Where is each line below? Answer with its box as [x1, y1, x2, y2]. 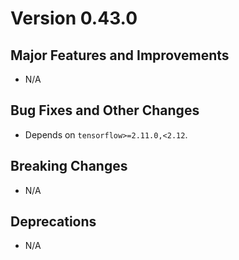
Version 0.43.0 [10, 7, 138, 30]
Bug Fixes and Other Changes [10, 102, 200, 119]
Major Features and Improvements [10, 47, 230, 64]
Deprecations [10, 213, 97, 231]
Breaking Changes [10, 158, 128, 175]
